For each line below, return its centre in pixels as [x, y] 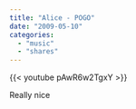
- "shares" [38, 52]
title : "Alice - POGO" [52, 18]
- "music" [36, 43]
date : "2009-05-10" [46, 26]
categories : [32, 35]
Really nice [30, 95]
